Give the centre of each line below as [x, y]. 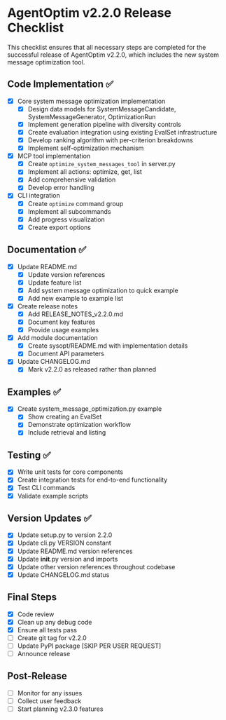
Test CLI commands [46, 488]
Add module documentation [57, 338]
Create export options [59, 227]
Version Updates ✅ [50, 518]
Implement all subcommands [69, 211]
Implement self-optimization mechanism [86, 148]
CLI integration [39, 196]
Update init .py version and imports [68, 559]
